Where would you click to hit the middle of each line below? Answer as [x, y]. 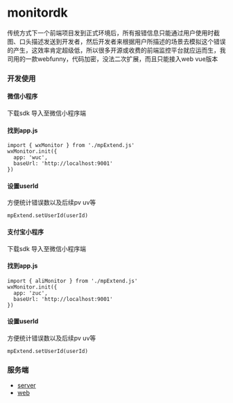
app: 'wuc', [31, 157]
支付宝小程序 [25, 232]
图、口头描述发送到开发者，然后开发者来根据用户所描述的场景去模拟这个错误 [116, 41]
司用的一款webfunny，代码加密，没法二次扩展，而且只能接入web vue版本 [113, 59]
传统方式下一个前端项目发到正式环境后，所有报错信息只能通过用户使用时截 [113, 33]
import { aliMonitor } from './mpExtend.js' [72, 281]
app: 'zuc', [31, 293]
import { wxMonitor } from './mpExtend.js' [71, 146]
